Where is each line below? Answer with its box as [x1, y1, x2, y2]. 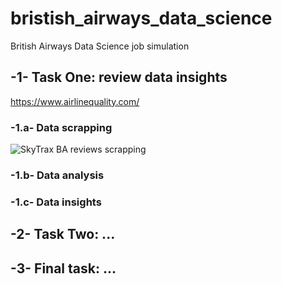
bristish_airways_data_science [10, 7, 273, 30]
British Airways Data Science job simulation [10, 40, 190, 52]
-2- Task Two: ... [10, 226, 116, 243]
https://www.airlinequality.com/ [10, 95, 140, 107]
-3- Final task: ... [10, 260, 117, 277]
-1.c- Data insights [10, 195, 102, 209]
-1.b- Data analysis [10, 168, 105, 182]
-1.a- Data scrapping [10, 120, 113, 134]
